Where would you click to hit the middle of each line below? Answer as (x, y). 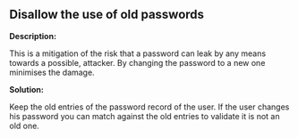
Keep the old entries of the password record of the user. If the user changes (149, 107)
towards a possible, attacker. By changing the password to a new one (137, 62)
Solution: (27, 89)
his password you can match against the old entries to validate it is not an (145, 116)
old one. (25, 126)
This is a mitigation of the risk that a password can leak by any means (138, 53)
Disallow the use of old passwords (106, 15)
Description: (33, 36)
